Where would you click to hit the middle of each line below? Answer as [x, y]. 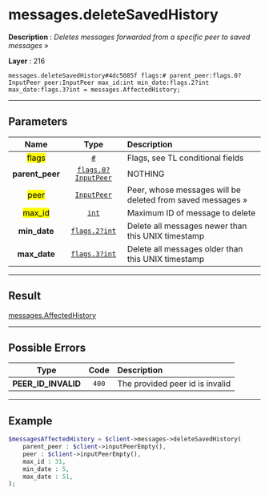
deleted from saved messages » [187, 199]
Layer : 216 [27, 61]
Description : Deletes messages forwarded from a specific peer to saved [129, 37]
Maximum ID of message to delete [191, 212]
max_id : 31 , [44, 461]
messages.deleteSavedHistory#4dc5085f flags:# [87, 75]
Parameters [38, 122]
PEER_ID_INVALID [47, 384]
